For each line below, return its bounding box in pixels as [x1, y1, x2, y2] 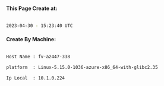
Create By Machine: [6, 35, 56, 42]
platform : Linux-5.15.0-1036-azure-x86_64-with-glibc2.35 [6, 65, 159, 71]
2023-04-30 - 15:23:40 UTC [6, 23, 73, 29]
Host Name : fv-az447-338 [6, 54, 70, 60]
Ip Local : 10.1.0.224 [6, 75, 65, 81]
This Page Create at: [6, 5, 58, 12]
